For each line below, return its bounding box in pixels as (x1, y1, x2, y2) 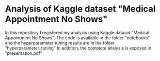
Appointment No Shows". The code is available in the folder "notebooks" (5, 35, 150, 41)
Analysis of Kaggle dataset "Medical (5, 3, 156, 15)
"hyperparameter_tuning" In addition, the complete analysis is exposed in (5, 45, 152, 51)
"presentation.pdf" (5, 50, 43, 56)
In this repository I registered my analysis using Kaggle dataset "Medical (5, 30, 149, 35)
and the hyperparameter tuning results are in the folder (5, 40, 115, 46)
